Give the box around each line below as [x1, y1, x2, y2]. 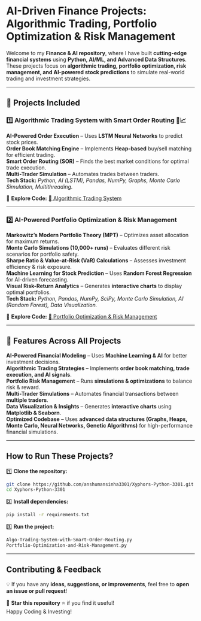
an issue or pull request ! [6, 587, 68, 594]
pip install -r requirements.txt [6, 512, 90, 518]
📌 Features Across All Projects [6, 336, 121, 346]
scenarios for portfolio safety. [6, 250, 79, 258]
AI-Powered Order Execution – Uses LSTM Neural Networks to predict [6, 132, 183, 139]
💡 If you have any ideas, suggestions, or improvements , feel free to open [6, 580, 190, 587]
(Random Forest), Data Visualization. [6, 301, 98, 308]
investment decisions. [6, 358, 60, 365]
